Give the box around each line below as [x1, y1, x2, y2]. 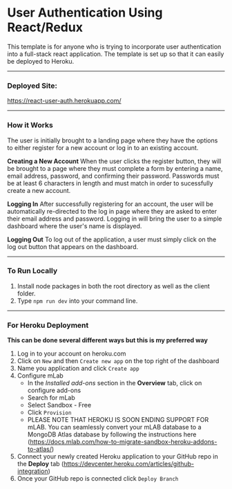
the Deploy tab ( [17, 460, 64, 468]
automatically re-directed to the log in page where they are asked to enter [7, 207, 217, 215]
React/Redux [7, 19, 83, 35]
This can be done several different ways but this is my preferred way [7, 336, 209, 344]
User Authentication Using [7, 5, 163, 21]
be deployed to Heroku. [7, 57, 75, 65]
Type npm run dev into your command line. [17, 296, 138, 305]
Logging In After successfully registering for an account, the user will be [7, 199, 214, 208]
